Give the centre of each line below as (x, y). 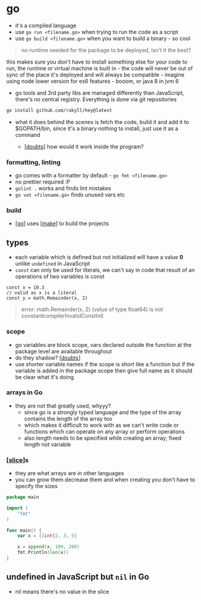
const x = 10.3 (25, 288)
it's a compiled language (46, 25)
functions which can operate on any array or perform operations (104, 431)
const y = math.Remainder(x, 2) (47, 298)
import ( (17, 508)
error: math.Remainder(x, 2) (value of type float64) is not (92, 309)
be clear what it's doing (44, 377)
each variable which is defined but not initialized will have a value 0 (99, 257)
